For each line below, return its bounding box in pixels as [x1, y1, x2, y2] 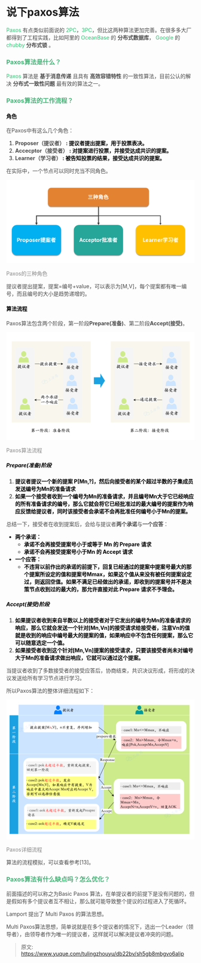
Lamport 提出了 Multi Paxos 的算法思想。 [6, 910, 108, 917]
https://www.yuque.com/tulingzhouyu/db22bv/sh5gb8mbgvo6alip [20, 950, 184, 957]
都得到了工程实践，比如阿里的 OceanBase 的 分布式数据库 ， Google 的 [6, 34, 181, 41]
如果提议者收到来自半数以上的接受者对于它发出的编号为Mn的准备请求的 [14, 617, 191, 624]
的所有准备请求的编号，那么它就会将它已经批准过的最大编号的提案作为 [14, 500, 188, 508]
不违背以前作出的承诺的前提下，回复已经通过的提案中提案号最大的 [23, 563, 187, 570]
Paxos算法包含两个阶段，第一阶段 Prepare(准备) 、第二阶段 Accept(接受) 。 [6, 319, 188, 327]
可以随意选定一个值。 [14, 639, 68, 647]
